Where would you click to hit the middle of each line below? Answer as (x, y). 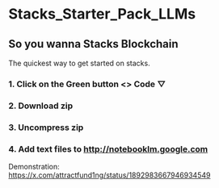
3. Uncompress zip (46, 127)
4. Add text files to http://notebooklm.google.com (108, 148)
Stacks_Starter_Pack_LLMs (102, 14)
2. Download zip (41, 106)
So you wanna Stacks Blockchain (94, 44)
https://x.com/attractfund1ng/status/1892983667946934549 (109, 175)
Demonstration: (34, 167)
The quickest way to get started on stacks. (80, 63)
